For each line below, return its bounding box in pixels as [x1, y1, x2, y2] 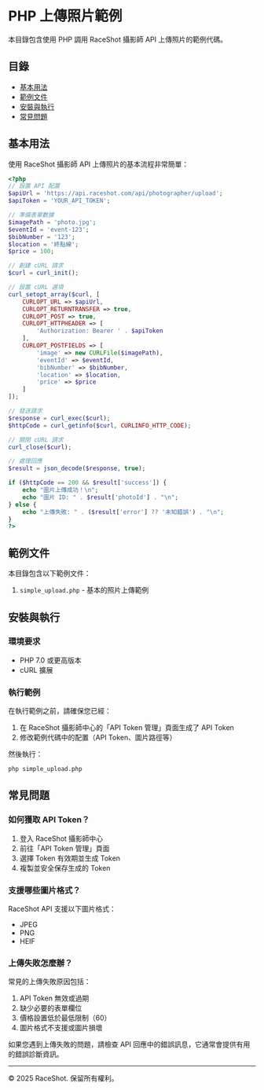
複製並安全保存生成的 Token [19, 863, 111, 872]
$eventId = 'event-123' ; [8, 226, 90, 233]
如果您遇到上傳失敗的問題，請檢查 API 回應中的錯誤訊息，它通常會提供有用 [8, 1040, 251, 1049]
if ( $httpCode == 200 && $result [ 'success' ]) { [8, 479, 167, 487]
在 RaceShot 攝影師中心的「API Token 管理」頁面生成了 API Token [19, 723, 234, 732]
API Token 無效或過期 [19, 993, 90, 1003]
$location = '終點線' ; [8, 240, 79, 248]
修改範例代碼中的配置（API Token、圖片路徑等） [19, 732, 177, 743]
